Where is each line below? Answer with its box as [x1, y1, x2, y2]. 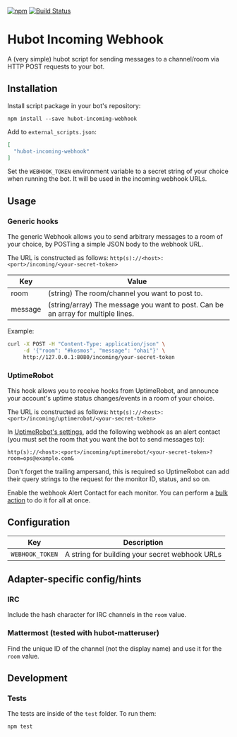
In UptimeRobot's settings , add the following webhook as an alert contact [7, 428, 221, 436]
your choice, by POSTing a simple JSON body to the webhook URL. [7, 240, 203, 249]
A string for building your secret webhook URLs [64, 549, 222, 559]
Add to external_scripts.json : [7, 127, 97, 136]
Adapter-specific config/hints [7, 573, 142, 586]
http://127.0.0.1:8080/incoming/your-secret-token [23, 353, 175, 360]
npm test [7, 723, 33, 731]
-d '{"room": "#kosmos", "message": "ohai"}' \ [23, 347, 166, 354]
